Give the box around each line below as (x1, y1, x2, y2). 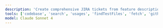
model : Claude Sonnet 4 (5, 16, 53, 20)
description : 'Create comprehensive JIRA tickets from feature (5, 7, 136, 12)
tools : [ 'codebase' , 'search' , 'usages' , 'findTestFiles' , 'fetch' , (5, 11, 147, 16)
